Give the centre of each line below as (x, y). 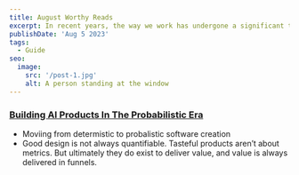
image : (29, 68)
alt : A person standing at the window (97, 84)
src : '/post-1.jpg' (61, 76)
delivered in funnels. (60, 162)
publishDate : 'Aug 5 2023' (59, 34)
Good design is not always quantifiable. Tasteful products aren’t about (151, 143)
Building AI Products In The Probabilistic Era (106, 115)
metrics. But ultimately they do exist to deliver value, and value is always (155, 153)
